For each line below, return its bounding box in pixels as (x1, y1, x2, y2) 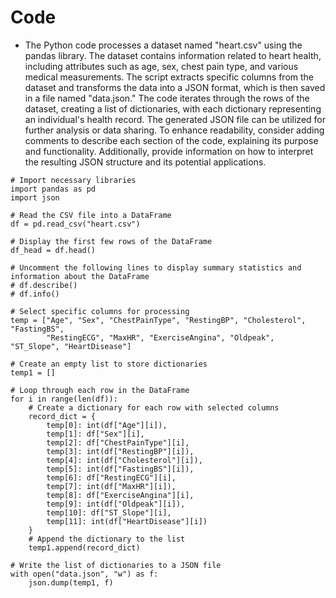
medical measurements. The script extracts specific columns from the (24, 71, 315, 83)
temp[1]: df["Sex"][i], (46, 429, 145, 439)
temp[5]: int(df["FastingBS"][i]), (46, 464, 195, 474)
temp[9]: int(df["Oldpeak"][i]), (46, 499, 186, 509)
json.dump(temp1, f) (28, 577, 114, 588)
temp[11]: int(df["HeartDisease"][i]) (46, 516, 208, 526)
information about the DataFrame (10, 271, 150, 281)
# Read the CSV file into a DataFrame (10, 210, 172, 220)
